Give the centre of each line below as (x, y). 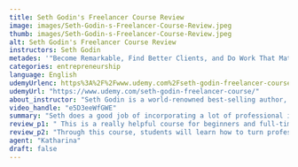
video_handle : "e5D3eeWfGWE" (63, 108)
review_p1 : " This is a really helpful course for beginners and (132, 125)
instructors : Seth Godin (55, 50)
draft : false (33, 148)
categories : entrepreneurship (65, 67)
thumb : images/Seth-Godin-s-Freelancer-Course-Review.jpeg (121, 34)
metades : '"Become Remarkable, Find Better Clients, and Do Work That (142, 58)
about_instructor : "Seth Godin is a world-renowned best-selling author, (149, 99)
